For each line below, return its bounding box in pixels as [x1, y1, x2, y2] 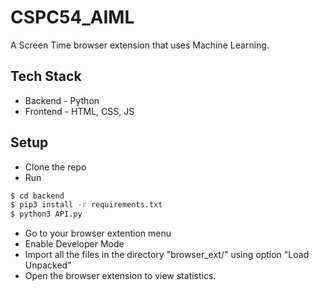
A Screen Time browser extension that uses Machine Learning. [10, 39, 270, 51]
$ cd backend [10, 191, 65, 201]
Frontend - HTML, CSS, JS [24, 105, 135, 117]
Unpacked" [24, 259, 72, 271]
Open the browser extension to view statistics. [24, 270, 217, 282]
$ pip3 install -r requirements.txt [10, 200, 163, 210]
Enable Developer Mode [24, 238, 125, 250]
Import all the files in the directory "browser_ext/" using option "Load [24, 249, 310, 261]
